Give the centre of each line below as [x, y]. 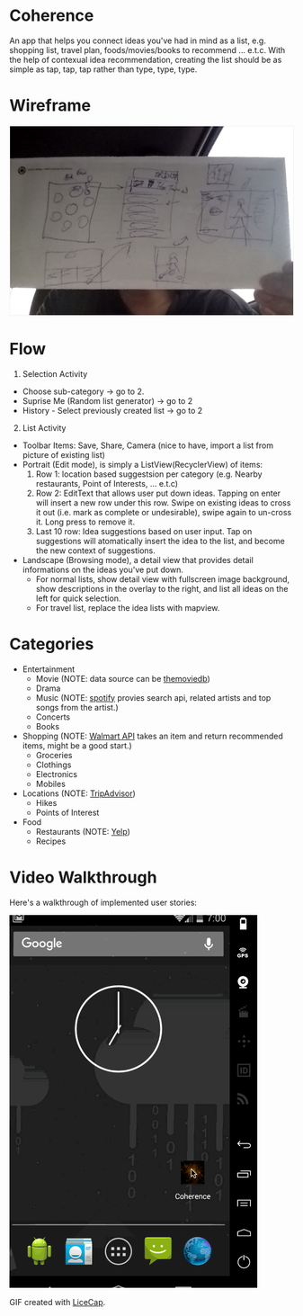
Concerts [53, 717]
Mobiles [50, 783]
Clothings [53, 765]
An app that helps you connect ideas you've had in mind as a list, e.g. [138, 40]
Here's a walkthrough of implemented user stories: [103, 902]
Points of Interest [67, 812]
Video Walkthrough [83, 877]
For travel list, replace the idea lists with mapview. [128, 607]
